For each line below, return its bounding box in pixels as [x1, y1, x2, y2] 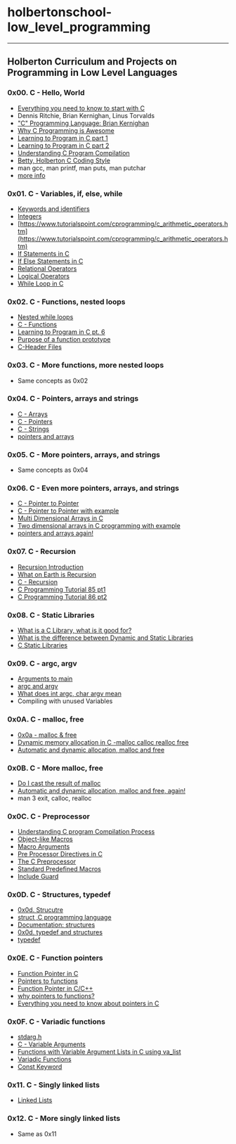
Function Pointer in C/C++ [17, 984, 93, 992]
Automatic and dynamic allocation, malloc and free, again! [17, 786, 186, 795]
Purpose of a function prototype [17, 335, 111, 344]
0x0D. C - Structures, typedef [7, 890, 111, 900]
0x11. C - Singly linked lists [7, 1080, 100, 1090]
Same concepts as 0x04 [17, 465, 88, 475]
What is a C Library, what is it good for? [17, 626, 132, 634]
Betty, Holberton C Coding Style [17, 156, 111, 165]
